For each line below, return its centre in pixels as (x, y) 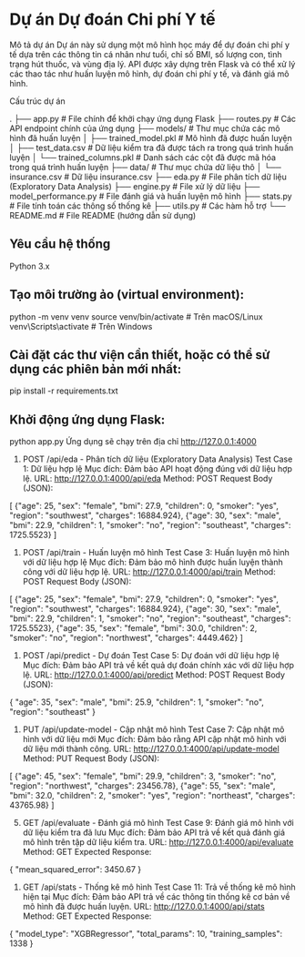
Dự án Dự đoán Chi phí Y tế (112, 20)
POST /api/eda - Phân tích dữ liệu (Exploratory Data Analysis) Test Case (158, 459)
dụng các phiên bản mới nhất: (96, 369)
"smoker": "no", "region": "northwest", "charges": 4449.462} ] (127, 638)
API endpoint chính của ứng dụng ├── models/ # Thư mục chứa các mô (145, 128)
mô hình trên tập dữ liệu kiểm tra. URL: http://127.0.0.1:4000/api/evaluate (158, 842)
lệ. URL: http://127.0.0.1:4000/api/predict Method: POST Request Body (153, 675)
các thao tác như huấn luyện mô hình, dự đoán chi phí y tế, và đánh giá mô (149, 74)
